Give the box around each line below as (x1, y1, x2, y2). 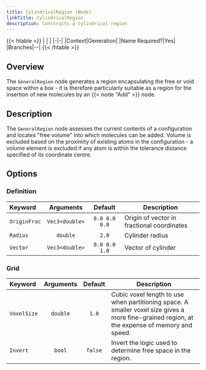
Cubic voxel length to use (111, 290, 185, 298)
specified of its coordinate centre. (6, 151, 92, 158)
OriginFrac (9, 218, 41, 225)
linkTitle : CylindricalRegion (6, 15, 84, 21)
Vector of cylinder (124, 243, 176, 252)
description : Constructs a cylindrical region (6, 20, 128, 26)
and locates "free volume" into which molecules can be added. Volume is (6, 131, 191, 139)
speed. (111, 328, 131, 337)
